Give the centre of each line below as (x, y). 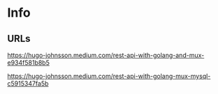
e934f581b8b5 (29, 63)
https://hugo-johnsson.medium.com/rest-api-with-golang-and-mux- (106, 55)
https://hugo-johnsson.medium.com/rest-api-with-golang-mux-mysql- (109, 76)
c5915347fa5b (28, 84)
